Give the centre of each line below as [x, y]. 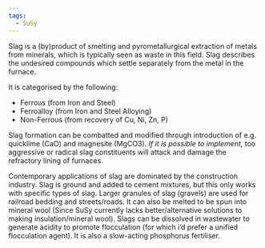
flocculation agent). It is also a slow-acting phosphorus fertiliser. [114, 235]
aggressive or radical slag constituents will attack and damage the [117, 152]
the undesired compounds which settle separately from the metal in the [126, 63]
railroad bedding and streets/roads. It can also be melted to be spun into [127, 202]
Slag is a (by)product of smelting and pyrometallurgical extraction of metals [133, 46]
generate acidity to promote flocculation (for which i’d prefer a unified [123, 227]
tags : [17, 16]
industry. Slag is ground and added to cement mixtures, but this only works [132, 184]
